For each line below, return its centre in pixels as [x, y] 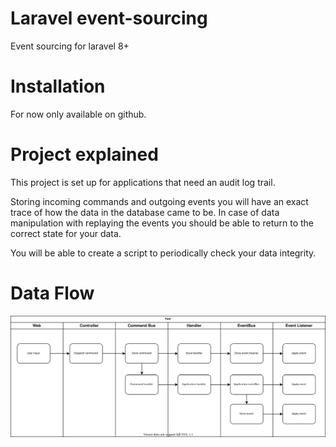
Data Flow [52, 293]
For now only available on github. [78, 114]
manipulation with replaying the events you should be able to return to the [162, 223]
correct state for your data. [66, 233]
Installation [58, 86]
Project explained [84, 154]
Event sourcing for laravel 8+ [70, 46]
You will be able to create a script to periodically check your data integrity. [163, 253]
